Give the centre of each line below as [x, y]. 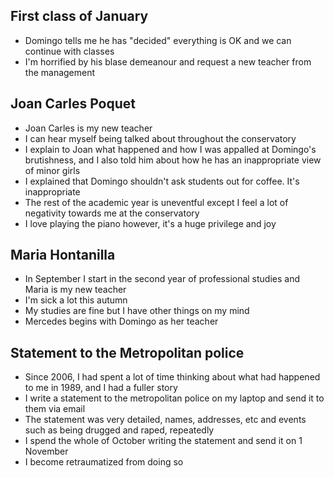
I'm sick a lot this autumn [76, 300]
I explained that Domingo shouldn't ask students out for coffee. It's [162, 181]
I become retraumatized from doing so [104, 462]
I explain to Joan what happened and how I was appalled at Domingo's [170, 149]
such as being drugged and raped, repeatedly [119, 430]
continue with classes [69, 51]
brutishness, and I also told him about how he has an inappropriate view [173, 160]
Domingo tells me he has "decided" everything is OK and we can [158, 40]
